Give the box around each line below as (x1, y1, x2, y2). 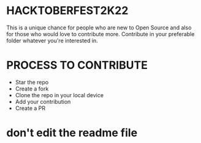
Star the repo (15, 78, 49, 86)
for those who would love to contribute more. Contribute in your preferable (6, 30, 195, 37)
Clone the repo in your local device (15, 91, 104, 98)
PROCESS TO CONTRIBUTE (6, 59, 148, 72)
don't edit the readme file (6, 126, 138, 140)
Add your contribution (15, 98, 71, 105)
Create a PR (15, 105, 46, 112)
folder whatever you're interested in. (6, 37, 98, 44)
